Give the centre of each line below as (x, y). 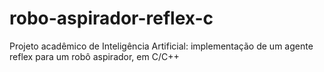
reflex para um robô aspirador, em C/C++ (94, 56)
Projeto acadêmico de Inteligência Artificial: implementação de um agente (161, 46)
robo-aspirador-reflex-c (111, 18)
